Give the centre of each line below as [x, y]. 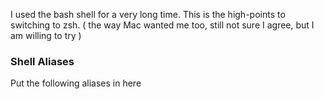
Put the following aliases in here [76, 83]
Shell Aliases [42, 61]
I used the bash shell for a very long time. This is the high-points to [148, 14]
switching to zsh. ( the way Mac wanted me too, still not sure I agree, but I [162, 25]
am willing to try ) [46, 35]
